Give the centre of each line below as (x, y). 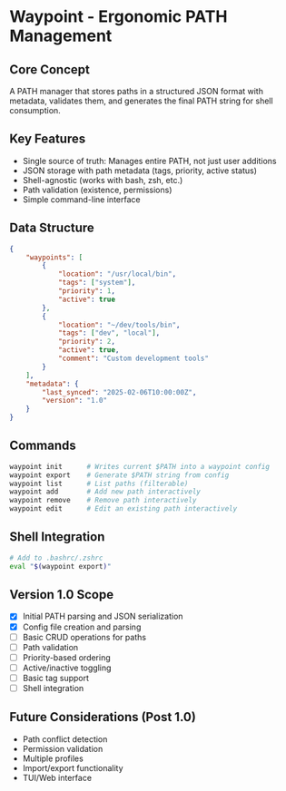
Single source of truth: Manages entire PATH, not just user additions (149, 161)
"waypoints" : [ (54, 257)
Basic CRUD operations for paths (84, 637)
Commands (43, 446)
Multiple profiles (53, 758)
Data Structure (52, 228)
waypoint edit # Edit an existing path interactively (123, 509)
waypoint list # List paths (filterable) (99, 483)
